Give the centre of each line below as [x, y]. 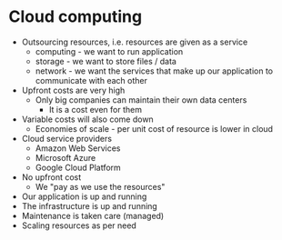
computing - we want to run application [109, 51]
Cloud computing [76, 17]
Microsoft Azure [65, 157]
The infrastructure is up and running [90, 205]
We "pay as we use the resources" [100, 186]
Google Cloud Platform [78, 167]
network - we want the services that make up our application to [154, 71]
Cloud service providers [67, 138]
